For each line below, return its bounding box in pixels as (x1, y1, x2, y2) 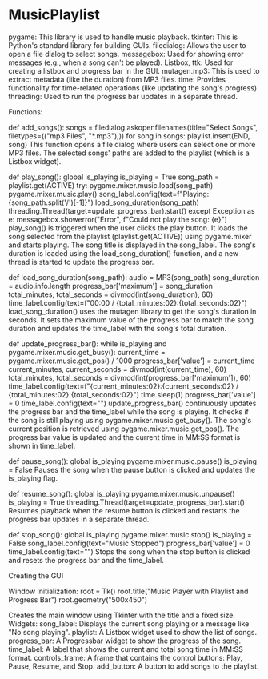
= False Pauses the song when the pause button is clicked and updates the (8, 465, 256, 474)
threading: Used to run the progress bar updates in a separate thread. (8, 91, 238, 101)
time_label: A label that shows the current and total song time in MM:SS (8, 644, 244, 653)
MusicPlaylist (8, 6, 100, 24)
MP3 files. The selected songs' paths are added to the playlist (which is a (8, 148, 250, 158)
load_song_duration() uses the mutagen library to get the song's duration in (8, 306, 257, 316)
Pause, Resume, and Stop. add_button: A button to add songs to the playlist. (8, 661, 259, 671)
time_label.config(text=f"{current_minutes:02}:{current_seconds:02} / (8, 381, 239, 391)
